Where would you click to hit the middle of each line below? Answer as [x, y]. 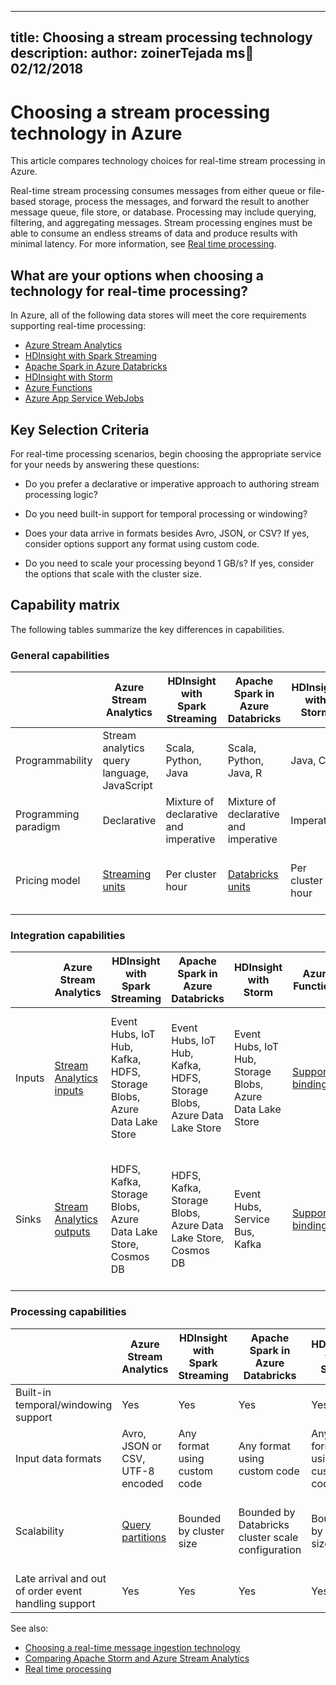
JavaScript [127, 786]
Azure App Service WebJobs [84, 398]
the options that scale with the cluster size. [113, 573]
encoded [142, 1483]
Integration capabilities [68, 935]
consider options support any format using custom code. [142, 543]
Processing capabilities [68, 1312]
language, [126, 773]
